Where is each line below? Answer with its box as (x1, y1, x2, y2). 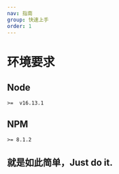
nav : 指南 (7, 10, 33, 17)
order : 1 (7, 23, 32, 29)
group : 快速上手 (7, 16, 49, 23)
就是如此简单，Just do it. (7, 156, 114, 168)
